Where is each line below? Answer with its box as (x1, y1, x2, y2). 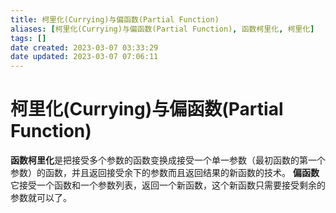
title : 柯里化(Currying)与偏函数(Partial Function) (10, 14, 220, 25)
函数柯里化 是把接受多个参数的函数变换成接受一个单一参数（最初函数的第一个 (10, 154, 326, 166)
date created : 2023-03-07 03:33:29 (10, 42, 159, 53)
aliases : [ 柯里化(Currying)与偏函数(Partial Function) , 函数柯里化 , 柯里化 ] (10, 24, 315, 34)
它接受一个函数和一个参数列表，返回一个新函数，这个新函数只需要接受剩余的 (10, 179, 326, 191)
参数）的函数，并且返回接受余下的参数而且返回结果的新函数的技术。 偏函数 (10, 167, 320, 179)
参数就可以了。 (10, 192, 72, 204)
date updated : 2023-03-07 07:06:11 (10, 52, 159, 62)
